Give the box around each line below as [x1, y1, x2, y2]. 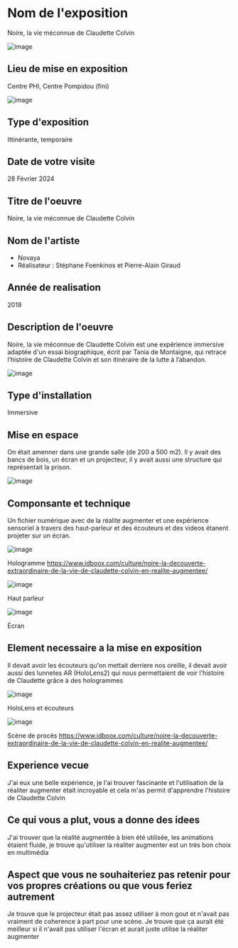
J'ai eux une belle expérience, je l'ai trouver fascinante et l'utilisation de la [7, 778, 224, 787]
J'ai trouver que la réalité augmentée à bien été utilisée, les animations [7, 833, 214, 841]
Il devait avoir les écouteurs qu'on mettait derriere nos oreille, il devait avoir [7, 661, 227, 669]
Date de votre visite [7, 155, 96, 168]
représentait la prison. [7, 463, 72, 472]
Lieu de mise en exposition [7, 63, 128, 75]
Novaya [17, 254, 40, 262]
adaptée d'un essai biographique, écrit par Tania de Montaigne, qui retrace [7, 347, 227, 356]
